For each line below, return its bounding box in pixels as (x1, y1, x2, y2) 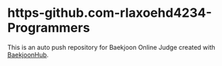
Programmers (7, 20, 90, 36)
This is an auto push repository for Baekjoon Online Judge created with (7, 43, 216, 51)
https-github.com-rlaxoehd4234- (7, 5, 212, 21)
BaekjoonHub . (7, 51, 49, 59)
